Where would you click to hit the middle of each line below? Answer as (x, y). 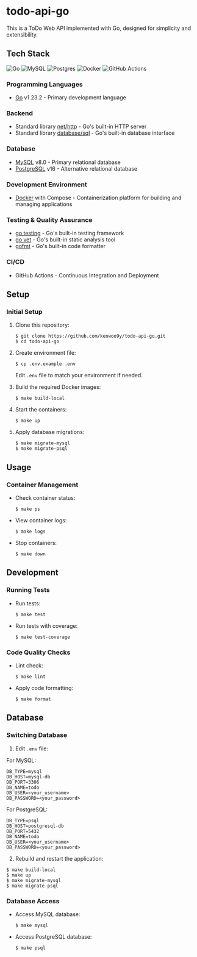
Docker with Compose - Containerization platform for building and (98, 197)
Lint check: (29, 665)
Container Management (42, 485)
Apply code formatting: (44, 688)
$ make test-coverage (42, 637)
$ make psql (30, 948)
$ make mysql (32, 925)
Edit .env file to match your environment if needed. (79, 375)
